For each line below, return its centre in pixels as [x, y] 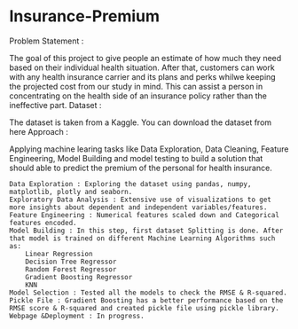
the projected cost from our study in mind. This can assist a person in [136, 86]
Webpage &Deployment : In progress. [77, 316]
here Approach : [39, 131]
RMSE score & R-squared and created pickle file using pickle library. [144, 308]
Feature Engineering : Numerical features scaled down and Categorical [144, 215]
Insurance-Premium [85, 16]
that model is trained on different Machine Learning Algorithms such [142, 238]
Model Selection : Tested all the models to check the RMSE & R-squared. [149, 293]
